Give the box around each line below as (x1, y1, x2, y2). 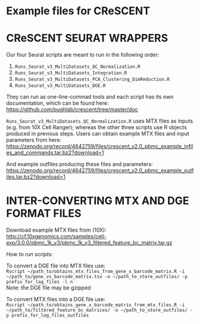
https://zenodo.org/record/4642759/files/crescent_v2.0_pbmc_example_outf (6, 167, 194, 174)
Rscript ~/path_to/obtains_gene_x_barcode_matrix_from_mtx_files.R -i (6, 302, 185, 308)
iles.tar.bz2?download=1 (6, 173, 65, 180)
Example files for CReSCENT (6, 4, 151, 18)
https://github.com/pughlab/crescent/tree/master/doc (6, 106, 139, 113)
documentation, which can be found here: (6, 99, 109, 107)
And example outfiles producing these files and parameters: (6, 161, 153, 168)
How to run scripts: (6, 251, 54, 258)
